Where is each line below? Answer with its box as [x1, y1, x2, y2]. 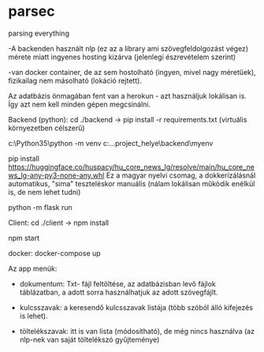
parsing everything [8, 28, 69, 38]
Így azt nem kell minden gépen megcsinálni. [8, 99, 151, 109]
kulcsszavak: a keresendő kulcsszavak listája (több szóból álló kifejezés [19, 302, 254, 312]
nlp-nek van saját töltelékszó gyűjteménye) [19, 335, 160, 344]
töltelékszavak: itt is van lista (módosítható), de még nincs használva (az [19, 326, 255, 335]
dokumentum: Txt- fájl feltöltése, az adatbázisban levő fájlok [19, 279, 217, 288]
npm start [8, 233, 40, 242]
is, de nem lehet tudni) [8, 187, 81, 197]
